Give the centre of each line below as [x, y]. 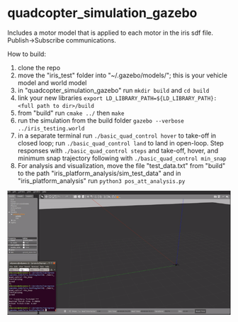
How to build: [27, 54]
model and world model [52, 82]
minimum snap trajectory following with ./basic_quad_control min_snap [122, 158]
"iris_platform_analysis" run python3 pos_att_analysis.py [101, 181]
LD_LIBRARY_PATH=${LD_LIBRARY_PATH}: [161, 98]
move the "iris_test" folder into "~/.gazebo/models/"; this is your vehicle [123, 75]
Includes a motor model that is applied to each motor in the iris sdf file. [110, 33]
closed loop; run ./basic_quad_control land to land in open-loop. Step [121, 143]
